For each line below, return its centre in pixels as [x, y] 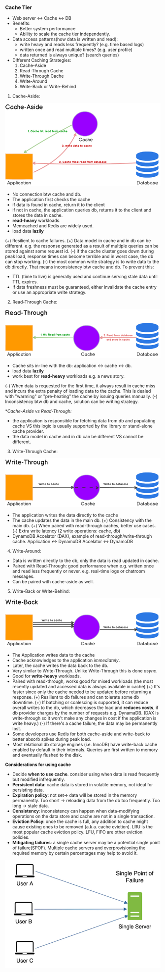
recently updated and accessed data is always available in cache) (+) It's [86, 686]
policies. [21, 837]
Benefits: [21, 23]
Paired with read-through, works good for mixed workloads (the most [83, 681]
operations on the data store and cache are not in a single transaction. [83, 816]
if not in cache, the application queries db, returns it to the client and [82, 210]
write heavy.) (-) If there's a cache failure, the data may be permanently [85, 723]
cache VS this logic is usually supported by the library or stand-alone [82, 426]
